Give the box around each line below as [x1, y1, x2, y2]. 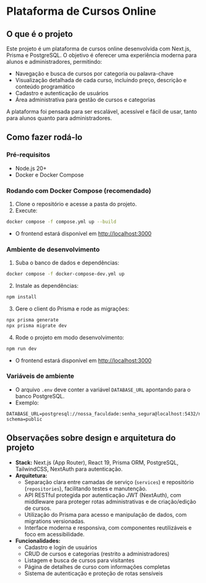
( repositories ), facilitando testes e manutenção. [24, 485, 147, 492]
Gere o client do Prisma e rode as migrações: [15, 305, 130, 312]
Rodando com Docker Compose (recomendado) [6, 186, 151, 195]
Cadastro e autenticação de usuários [15, 90, 109, 96]
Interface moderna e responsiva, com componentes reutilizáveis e [24, 523, 192, 531]
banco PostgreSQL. [15, 392, 65, 400]
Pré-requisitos [6, 150, 50, 159]
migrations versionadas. [24, 517, 86, 525]
